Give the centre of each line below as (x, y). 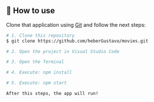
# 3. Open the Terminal (35, 62)
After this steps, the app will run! (52, 94)
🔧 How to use (31, 11)
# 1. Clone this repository (41, 36)
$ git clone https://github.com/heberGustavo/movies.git (77, 41)
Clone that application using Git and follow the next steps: (76, 24)
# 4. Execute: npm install (39, 73)
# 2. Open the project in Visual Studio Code (63, 51)
